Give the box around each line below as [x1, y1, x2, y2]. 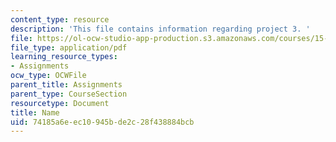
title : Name [10, 107, 60, 118]
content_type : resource [10, 14, 110, 25]
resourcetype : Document [10, 98, 110, 108]
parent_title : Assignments [10, 80, 123, 90]
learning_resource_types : [10, 52, 118, 62]
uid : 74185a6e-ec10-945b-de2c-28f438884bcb [10, 117, 195, 127]
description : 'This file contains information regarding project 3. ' [10, 24, 311, 34]
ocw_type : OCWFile [10, 71, 87, 81]
